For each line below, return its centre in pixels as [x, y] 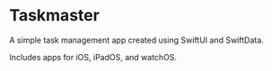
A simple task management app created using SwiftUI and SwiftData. [137, 40]
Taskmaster [55, 16]
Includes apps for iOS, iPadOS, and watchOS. [93, 57]
